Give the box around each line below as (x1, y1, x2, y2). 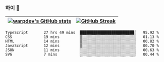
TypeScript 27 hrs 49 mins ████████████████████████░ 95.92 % (5, 30, 159, 35)
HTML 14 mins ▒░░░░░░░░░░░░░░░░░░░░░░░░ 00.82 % (5, 39, 159, 44)
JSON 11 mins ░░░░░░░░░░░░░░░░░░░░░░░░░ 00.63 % (5, 47, 159, 53)
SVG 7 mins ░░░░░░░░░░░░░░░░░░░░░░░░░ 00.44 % (5, 52, 159, 57)
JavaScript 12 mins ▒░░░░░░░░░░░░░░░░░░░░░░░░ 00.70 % (5, 43, 159, 48)
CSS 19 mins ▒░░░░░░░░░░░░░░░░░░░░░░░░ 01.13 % (5, 34, 159, 39)
